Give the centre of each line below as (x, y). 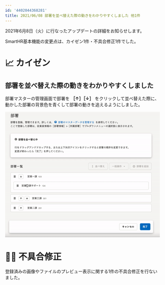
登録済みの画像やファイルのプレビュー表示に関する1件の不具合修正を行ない (81, 271)
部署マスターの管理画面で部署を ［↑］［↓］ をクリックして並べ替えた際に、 (82, 98)
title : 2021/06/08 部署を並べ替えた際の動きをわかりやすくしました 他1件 (73, 15)
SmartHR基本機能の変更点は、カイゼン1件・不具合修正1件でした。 (72, 41)
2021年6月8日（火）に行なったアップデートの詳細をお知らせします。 (75, 31)
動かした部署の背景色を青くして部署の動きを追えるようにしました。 (74, 104)
